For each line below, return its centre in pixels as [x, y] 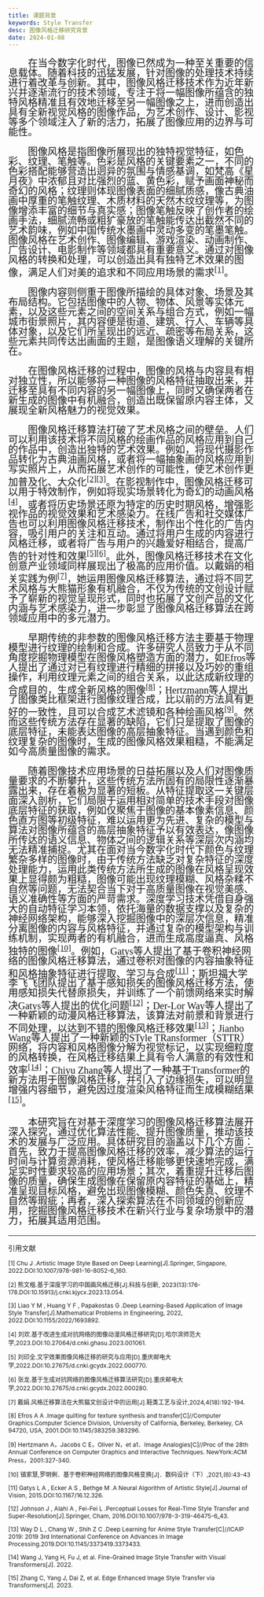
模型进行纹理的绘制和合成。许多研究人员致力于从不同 [131, 648]
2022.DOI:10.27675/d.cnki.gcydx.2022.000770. [81, 1365]
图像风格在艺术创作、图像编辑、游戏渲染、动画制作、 [131, 240]
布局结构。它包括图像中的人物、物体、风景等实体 [121, 302]
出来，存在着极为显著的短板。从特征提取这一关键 [131, 791]
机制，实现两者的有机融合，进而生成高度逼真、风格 [136, 938]
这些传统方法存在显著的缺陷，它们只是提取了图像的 [136, 722]
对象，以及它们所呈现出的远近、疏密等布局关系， [131, 332]
